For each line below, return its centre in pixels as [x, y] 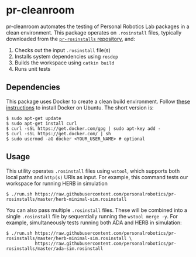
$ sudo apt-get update [34, 118]
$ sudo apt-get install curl [42, 124]
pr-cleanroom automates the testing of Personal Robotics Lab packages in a [98, 26]
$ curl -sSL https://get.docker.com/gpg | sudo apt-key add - [83, 128]
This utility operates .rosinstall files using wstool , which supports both [93, 171]
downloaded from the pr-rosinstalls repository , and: [71, 39]
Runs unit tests [32, 68]
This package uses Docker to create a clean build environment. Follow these [98, 101]
